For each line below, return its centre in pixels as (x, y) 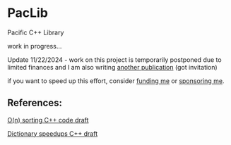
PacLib (28, 13)
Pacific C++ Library (36, 32)
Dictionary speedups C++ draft (52, 133)
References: (35, 103)
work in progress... (35, 46)
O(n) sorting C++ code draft (48, 120)
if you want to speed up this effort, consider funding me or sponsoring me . (116, 81)
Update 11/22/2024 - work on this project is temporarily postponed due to (114, 59)
